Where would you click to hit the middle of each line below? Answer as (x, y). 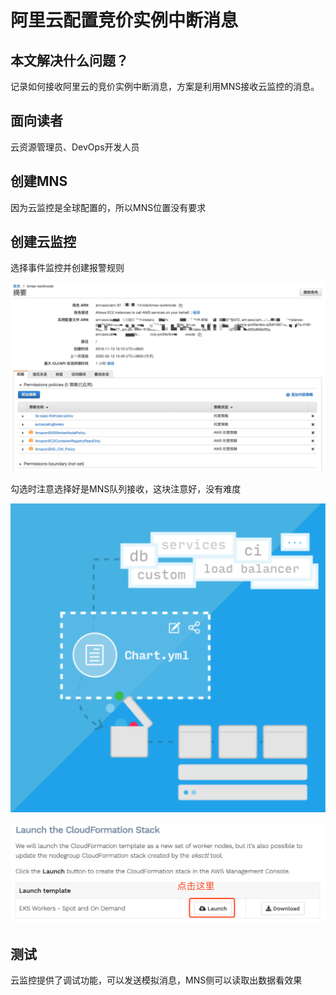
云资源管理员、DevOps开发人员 (75, 147)
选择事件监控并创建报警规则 (67, 268)
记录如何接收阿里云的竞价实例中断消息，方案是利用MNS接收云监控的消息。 (165, 86)
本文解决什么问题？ (69, 60)
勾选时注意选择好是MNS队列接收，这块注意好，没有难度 (126, 488)
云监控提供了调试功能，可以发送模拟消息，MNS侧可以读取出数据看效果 (156, 980)
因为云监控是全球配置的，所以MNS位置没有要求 (108, 207)
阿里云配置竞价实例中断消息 (124, 20)
